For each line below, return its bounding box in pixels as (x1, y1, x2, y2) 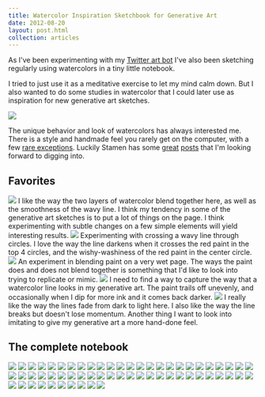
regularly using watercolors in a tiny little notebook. (8, 64, 176, 74)
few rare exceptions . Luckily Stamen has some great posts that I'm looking (8, 143, 252, 153)
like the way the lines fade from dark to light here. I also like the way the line (8, 301, 256, 311)
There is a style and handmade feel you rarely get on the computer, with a (8, 134, 249, 144)
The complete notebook (8, 341, 129, 354)
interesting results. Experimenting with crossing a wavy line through (8, 231, 240, 240)
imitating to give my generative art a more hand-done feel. (8, 318, 199, 327)
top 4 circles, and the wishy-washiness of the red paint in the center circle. (8, 248, 252, 257)
